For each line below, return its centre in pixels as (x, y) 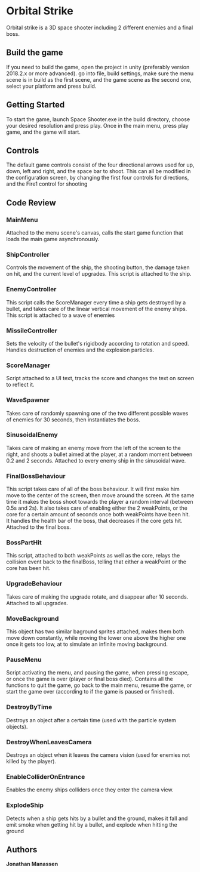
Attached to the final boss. (39, 527)
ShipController (28, 254)
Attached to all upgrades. (37, 603)
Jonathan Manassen (32, 864)
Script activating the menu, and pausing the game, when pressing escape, (98, 673)
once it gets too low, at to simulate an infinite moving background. (87, 644)
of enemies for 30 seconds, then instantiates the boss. (73, 420)
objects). (17, 726)
